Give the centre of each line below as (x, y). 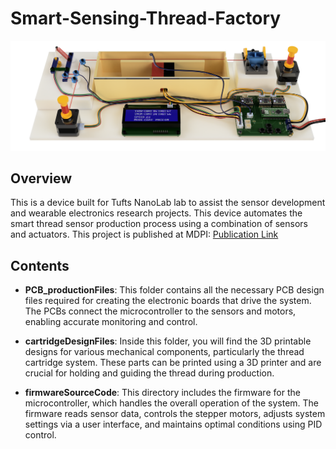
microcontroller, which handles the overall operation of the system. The (172, 403)
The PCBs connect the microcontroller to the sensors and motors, (160, 311)
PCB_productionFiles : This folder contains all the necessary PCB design (174, 290)
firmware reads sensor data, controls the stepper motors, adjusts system (175, 414)
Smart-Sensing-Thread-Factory (146, 18)
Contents (40, 265)
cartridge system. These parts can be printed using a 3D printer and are (173, 363)
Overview (41, 178)
